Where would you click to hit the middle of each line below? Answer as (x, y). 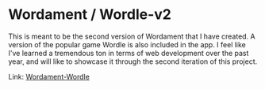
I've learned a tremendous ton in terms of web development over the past (129, 53)
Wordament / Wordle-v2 (90, 15)
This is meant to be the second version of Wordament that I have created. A (132, 36)
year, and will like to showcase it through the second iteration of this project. (133, 61)
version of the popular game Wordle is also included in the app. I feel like (127, 44)
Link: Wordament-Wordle (49, 76)
